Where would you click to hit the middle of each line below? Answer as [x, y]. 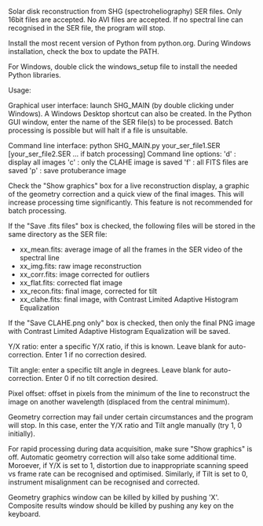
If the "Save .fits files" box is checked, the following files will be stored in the [132, 226]
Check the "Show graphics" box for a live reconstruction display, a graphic [129, 186]
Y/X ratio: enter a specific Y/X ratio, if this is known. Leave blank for [118, 346]
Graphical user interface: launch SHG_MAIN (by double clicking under [121, 105]
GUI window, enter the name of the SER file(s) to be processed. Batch [121, 122]
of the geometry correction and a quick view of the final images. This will [126, 194]
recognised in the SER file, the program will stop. [87, 28]
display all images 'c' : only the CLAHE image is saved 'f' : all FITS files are [128, 162]
